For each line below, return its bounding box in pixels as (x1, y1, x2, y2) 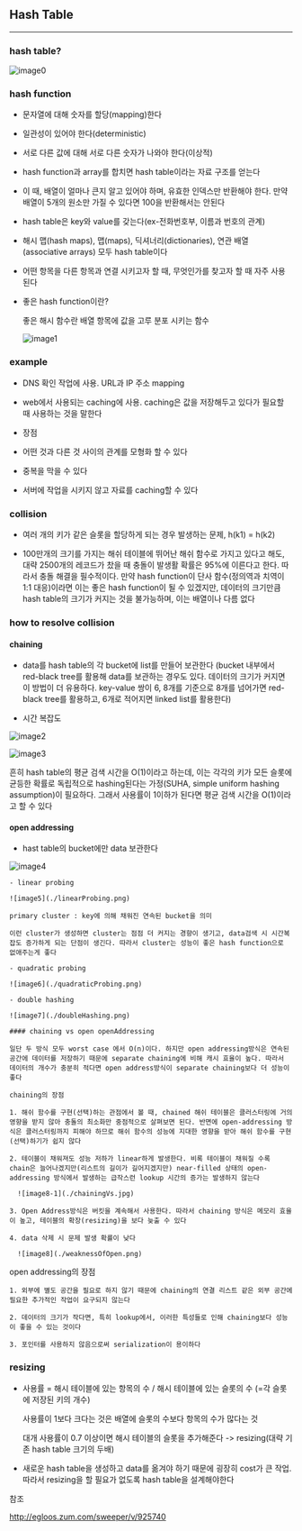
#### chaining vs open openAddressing (9, 1027, 155, 1036)
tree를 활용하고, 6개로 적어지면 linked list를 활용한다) (44, 694, 232, 705)
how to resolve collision (9, 616, 115, 629)
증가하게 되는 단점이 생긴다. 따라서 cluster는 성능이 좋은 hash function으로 (25, 939, 285, 948)
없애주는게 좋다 (9, 948, 57, 958)
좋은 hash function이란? (22, 296, 110, 307)
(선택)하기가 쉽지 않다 (9, 1137, 82, 1146)
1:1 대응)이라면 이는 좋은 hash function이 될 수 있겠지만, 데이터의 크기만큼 (22, 582, 281, 593)
